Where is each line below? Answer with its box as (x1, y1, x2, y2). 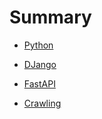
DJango (23, 58, 57, 70)
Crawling (23, 97, 62, 109)
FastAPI (23, 77, 56, 90)
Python (23, 39, 54, 51)
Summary (9, 6, 92, 29)
